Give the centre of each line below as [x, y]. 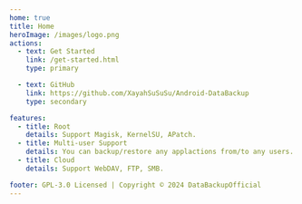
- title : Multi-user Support [73, 143]
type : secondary [57, 102]
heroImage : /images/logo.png [64, 34]
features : [28, 118]
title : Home [32, 26]
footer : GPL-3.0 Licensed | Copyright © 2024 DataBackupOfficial [135, 185]
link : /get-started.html [73, 60]
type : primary [52, 69]
